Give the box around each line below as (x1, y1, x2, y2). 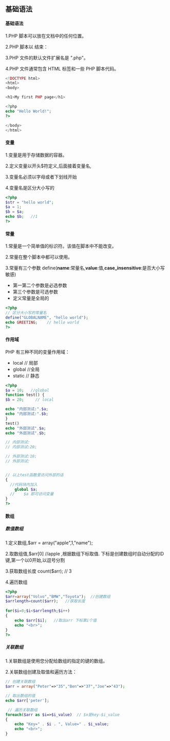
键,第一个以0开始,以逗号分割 (5, 557, 65, 563)
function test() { (5, 392, 45, 398)
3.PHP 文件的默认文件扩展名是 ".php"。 (5, 55, 88, 61)
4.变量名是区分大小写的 (5, 184, 55, 191)
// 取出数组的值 (5, 693, 35, 699)
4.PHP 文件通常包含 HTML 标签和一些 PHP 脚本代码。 (5, 65, 119, 72)
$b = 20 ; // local (5, 397, 54, 403)
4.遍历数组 (5, 579, 28, 585)
